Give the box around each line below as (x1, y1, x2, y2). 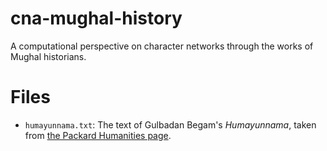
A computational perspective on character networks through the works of (10, 40, 314, 52)
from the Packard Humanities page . (24, 129, 172, 141)
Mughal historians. (10, 50, 87, 62)
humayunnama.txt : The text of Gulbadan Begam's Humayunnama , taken (24, 118, 317, 131)
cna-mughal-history (10, 7, 183, 30)
